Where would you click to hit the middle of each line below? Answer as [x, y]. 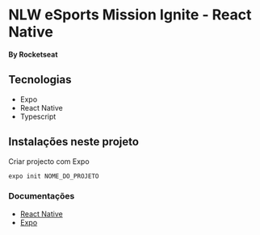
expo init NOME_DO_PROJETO [54, 176]
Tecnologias [40, 80]
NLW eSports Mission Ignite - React [130, 15]
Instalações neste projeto [74, 142]
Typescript [38, 116]
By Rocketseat [33, 54]
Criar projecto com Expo [49, 161]
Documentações [42, 196]
